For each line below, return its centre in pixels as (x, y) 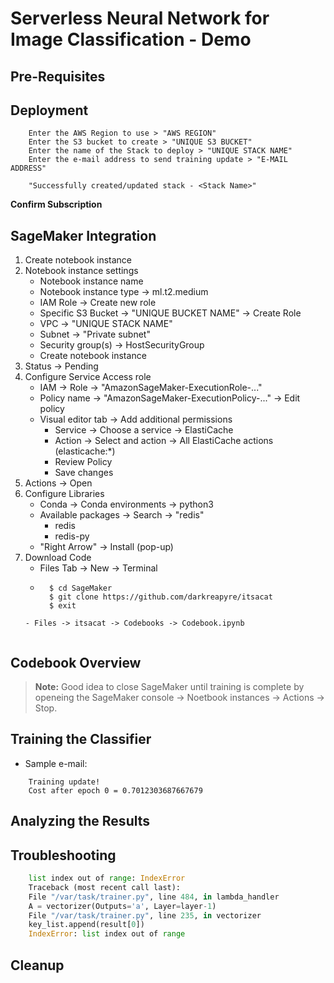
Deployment (49, 110)
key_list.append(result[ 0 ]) (86, 925)
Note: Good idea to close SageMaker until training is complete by (169, 687)
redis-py (72, 536)
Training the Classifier (81, 739)
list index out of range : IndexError (107, 878)
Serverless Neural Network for (140, 18)
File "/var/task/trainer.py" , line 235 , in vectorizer (145, 915)
